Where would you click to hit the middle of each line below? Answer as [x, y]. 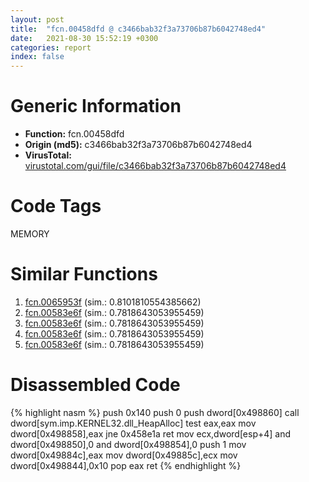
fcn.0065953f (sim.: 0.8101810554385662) [113, 302]
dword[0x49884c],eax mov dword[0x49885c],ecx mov [124, 455]
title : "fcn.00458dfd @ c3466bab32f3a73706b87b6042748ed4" [138, 29]
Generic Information [96, 106]
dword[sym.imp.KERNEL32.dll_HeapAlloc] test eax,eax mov [133, 423]
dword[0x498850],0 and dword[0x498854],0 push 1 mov [128, 444]
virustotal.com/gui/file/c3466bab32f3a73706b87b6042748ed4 [155, 166]
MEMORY [30, 234]
